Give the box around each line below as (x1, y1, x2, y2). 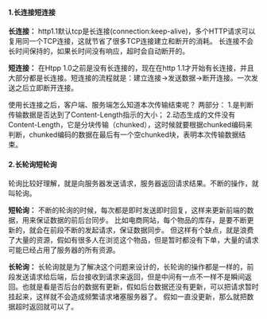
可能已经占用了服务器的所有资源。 (8, 245, 120, 255)
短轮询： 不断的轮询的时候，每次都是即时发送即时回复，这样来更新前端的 (8, 205, 247, 215)
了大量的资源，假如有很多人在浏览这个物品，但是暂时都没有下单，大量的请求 (8, 235, 259, 245)
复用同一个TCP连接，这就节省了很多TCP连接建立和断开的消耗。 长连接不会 (8, 37, 254, 46)
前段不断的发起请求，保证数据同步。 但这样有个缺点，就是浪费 (49, 225, 254, 235)
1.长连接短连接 (8, 7, 56, 17)
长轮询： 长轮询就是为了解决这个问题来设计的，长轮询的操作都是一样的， (8, 263, 247, 272)
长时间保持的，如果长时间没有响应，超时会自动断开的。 (8, 46, 189, 56)
